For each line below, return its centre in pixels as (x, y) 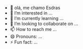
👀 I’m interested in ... (31, 13)
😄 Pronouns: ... (26, 36)
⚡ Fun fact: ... (24, 42)
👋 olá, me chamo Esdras (35, 8)
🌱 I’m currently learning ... (37, 18)
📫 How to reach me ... (33, 29)
